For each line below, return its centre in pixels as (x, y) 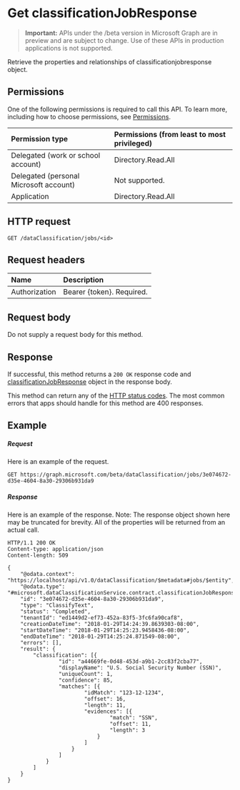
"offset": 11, (131, 724)
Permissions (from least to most (170, 134)
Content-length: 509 (38, 556)
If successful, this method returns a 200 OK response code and (99, 374)
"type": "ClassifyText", (57, 606)
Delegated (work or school (56, 155)
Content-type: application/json (55, 550)
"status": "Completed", (56, 612)
